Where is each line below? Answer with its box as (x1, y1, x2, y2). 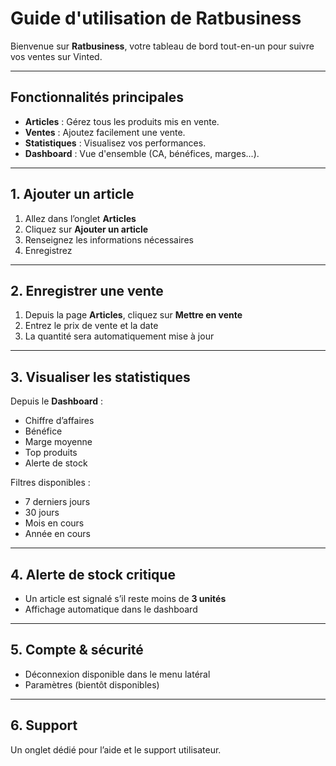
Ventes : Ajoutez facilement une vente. (24, 126, 186, 138)
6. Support (10, 717, 78, 734)
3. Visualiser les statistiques (10, 368, 191, 386)
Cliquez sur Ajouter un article (24, 223, 149, 235)
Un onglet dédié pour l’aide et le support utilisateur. (10, 743, 222, 756)
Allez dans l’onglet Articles (24, 212, 137, 224)
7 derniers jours (24, 496, 91, 508)
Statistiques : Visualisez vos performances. (24, 137, 207, 149)
